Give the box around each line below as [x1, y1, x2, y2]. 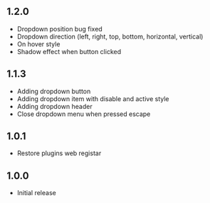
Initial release [16, 189, 56, 197]
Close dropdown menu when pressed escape [16, 110, 151, 118]
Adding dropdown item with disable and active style [16, 94, 169, 103]
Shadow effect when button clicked [16, 47, 122, 56]
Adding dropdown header [16, 102, 93, 110]
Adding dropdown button [16, 87, 91, 95]
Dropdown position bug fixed [16, 24, 103, 33]
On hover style [16, 39, 61, 48]
